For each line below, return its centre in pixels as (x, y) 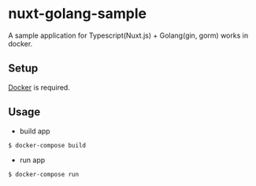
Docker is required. (39, 87)
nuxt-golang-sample (78, 14)
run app (32, 160)
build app (35, 131)
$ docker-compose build (47, 145)
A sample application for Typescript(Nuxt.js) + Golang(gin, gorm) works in (128, 35)
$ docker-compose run (44, 175)
